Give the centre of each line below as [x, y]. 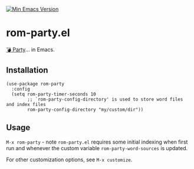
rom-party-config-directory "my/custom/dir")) [86, 110]
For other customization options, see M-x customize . [69, 160]
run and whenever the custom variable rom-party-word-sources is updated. [97, 148]
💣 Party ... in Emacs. [30, 49]
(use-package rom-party [35, 84]
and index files [26, 104]
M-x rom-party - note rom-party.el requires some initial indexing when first [97, 142]
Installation [27, 70]
